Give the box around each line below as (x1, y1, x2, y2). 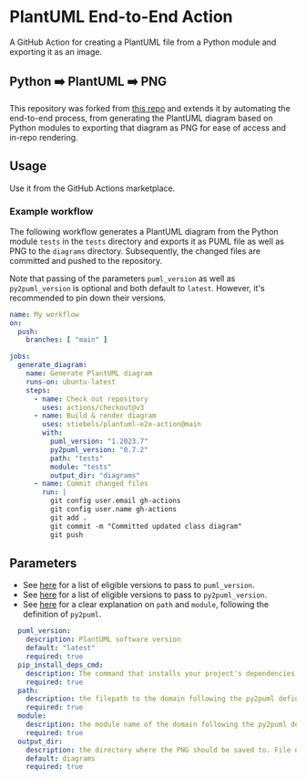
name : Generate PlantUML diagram (25, 369, 153, 378)
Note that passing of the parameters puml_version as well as (9, 272, 236, 284)
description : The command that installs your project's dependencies (25, 668, 296, 678)
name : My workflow (9, 310, 79, 319)
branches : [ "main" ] (25, 335, 107, 344)
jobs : (9, 352, 30, 362)
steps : (25, 385, 51, 395)
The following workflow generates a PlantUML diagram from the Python (9, 226, 280, 237)
